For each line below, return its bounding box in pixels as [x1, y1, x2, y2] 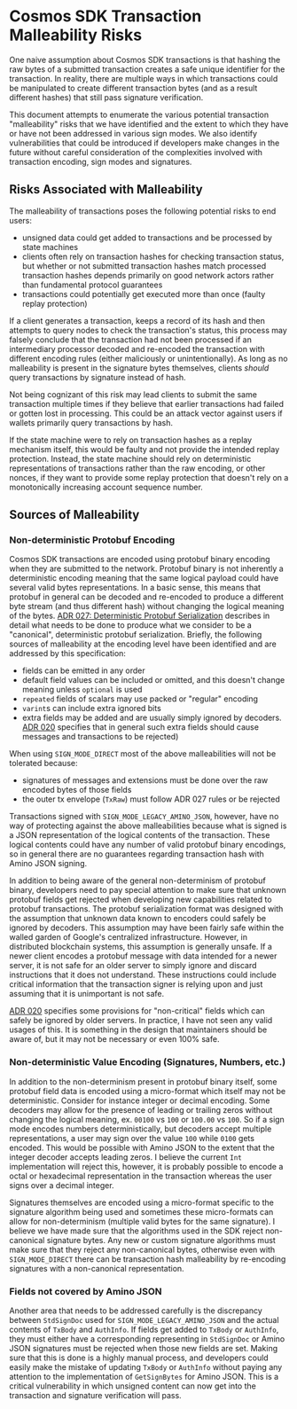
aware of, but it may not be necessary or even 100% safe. [9, 1034, 220, 1045]
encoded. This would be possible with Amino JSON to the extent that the [9, 1142, 275, 1153]
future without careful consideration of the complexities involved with [9, 146, 263, 157]
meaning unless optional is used [21, 685, 143, 695]
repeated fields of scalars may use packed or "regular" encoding [21, 693, 259, 704]
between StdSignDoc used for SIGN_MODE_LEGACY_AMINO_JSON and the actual [9, 1315, 279, 1326]
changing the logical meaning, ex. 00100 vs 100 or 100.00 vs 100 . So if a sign [9, 1114, 285, 1124]
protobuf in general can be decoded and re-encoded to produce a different [9, 591, 284, 602]
